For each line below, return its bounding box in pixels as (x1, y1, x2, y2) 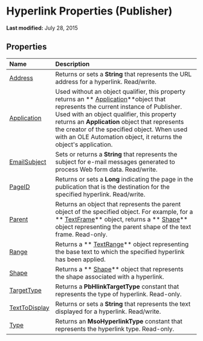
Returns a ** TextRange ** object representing (55, 240, 189, 248)
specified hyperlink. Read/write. (55, 190, 146, 198)
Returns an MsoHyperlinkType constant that (55, 317, 182, 325)
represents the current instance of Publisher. (55, 102, 182, 111)
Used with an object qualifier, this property (55, 110, 176, 119)
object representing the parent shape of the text (55, 222, 192, 231)
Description (55, 59, 90, 68)
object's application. (55, 140, 113, 149)
